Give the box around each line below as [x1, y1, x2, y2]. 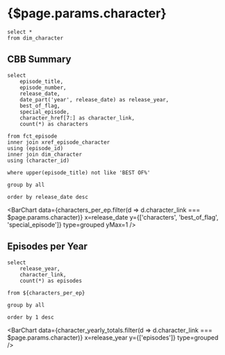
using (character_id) [7, 157, 70, 164]
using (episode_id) [7, 145, 64, 151]
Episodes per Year [7, 240, 88, 252]
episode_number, [19, 84, 67, 91]
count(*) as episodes [19, 277, 82, 284]
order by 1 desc [7, 313, 54, 321]
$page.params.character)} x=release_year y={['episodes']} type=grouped [7, 333, 219, 342]
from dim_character [7, 34, 64, 42]
